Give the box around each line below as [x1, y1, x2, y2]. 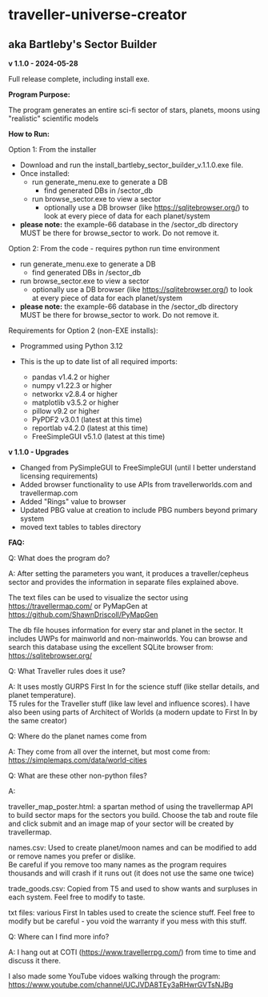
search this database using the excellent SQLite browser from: [8, 643, 214, 651]
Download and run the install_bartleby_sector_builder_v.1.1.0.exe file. [19, 160, 244, 170]
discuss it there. [8, 956, 62, 965]
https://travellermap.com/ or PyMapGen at [8, 602, 148, 611]
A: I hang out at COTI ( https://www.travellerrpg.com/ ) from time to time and [8, 947, 257, 957]
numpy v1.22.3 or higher [31, 381, 112, 390]
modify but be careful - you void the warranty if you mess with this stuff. [8, 916, 247, 926]
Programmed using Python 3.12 [19, 342, 123, 350]
